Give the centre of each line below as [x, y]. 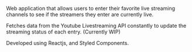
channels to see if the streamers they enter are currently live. [80, 14]
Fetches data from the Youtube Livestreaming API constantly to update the [96, 26]
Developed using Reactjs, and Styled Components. [68, 43]
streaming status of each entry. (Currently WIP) [63, 32]
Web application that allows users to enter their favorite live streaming [91, 8]
